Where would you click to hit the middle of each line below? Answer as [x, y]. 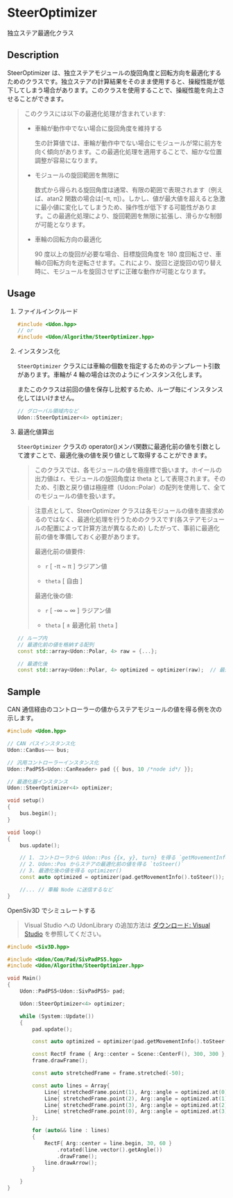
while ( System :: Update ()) [57, 1016]
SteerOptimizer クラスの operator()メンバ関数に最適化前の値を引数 [113, 446]
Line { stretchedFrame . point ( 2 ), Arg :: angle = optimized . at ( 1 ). [137, 1098]
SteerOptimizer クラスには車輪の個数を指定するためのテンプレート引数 [119, 366]
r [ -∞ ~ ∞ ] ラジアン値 [78, 610]
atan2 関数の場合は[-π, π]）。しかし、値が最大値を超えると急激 [136, 198]
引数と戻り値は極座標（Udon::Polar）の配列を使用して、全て [139, 487]
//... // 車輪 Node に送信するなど [66, 889]
